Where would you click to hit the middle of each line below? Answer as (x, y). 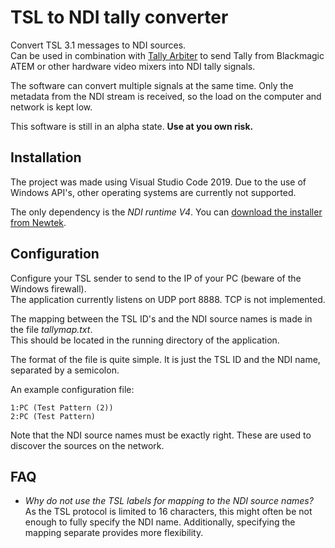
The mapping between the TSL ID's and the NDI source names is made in (161, 318)
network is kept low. (51, 107)
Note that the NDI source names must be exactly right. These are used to (161, 435)
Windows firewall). (48, 288)
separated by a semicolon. (65, 370)
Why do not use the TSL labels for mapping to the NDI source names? (169, 501)
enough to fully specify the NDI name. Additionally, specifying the (160, 522)
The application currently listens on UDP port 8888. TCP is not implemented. (168, 299)
